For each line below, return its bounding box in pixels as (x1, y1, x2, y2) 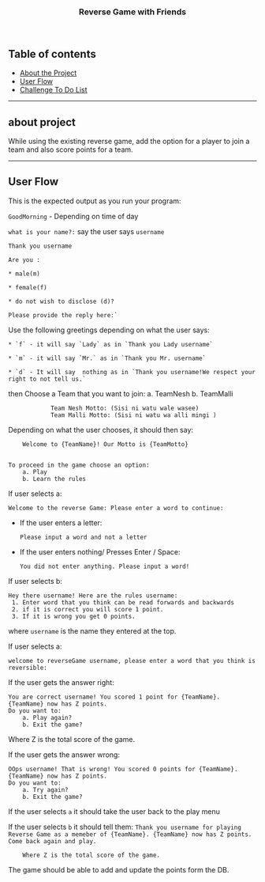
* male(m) (8, 270, 41, 278)
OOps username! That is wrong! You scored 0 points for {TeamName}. (8, 765, 238, 773)
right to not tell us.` (8, 375, 87, 383)
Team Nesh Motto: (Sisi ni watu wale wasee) (50, 404, 200, 412)
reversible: (8, 664, 47, 672)
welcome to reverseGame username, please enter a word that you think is (8, 657, 256, 664)
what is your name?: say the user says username (8, 226, 165, 236)
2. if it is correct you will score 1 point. (11, 605, 164, 613)
